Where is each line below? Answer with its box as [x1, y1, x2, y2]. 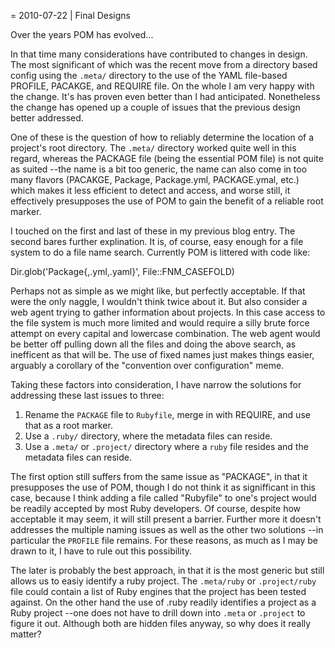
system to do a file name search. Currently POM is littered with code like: [10, 246, 311, 258]
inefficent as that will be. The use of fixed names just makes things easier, [10, 349, 315, 360]
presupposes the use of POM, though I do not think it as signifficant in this [10, 481, 316, 493]
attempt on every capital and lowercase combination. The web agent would [10, 328, 321, 339]
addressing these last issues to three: [10, 390, 165, 401]
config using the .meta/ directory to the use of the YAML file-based [10, 70, 288, 81]
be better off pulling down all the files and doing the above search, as [10, 338, 297, 350]
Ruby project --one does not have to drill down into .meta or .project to [10, 607, 306, 619]
